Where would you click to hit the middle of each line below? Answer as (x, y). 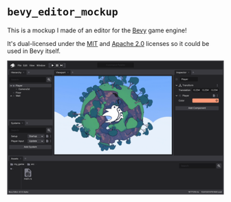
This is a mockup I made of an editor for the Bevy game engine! (97, 30)
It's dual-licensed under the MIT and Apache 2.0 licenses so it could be (108, 43)
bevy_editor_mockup (63, 12)
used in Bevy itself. (34, 51)
